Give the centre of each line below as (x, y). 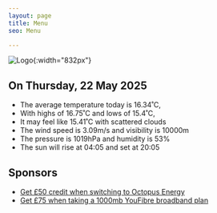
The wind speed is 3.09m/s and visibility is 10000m (104, 131)
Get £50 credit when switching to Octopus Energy (102, 192)
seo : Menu (25, 30)
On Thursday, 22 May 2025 (78, 85)
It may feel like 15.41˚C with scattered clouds (93, 122)
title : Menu (28, 23)
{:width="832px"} (62, 60)
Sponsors (33, 173)
